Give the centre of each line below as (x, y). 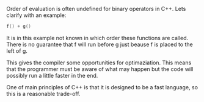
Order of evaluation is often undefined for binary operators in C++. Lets (96, 9)
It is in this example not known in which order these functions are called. (97, 38)
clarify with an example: (36, 15)
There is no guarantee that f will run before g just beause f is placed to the (100, 44)
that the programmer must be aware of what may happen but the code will (100, 69)
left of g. (17, 50)
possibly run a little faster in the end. (52, 75)
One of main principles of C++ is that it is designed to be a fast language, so (102, 87)
